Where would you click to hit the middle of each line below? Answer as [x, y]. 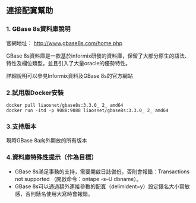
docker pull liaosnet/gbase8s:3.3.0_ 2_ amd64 [65, 105]
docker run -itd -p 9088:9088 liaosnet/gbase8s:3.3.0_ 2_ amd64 [87, 110]
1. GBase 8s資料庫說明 [38, 29]
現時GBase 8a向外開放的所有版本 [47, 141]
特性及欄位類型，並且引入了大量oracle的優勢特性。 [69, 63]
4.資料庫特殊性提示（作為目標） [52, 157]
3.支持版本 [21, 126]
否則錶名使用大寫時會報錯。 [59, 194]
